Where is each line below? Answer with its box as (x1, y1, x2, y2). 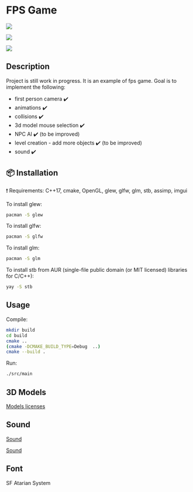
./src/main (6, 371, 33, 377)
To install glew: (6, 200, 42, 207)
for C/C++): (6, 272, 34, 279)
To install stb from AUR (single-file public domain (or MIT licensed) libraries (6, 267, 188, 274)
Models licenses (6, 403, 46, 410)
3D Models (6, 387, 47, 397)
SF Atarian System (6, 479, 51, 486)
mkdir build (6, 327, 35, 333)
